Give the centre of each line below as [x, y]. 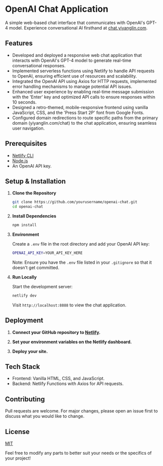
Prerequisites [26, 144]
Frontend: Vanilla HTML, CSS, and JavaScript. [58, 379]
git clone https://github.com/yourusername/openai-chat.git [75, 202]
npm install [24, 225]
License [17, 431]
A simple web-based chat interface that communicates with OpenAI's [75, 23]
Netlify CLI [23, 155]
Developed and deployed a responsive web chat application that [77, 55]
